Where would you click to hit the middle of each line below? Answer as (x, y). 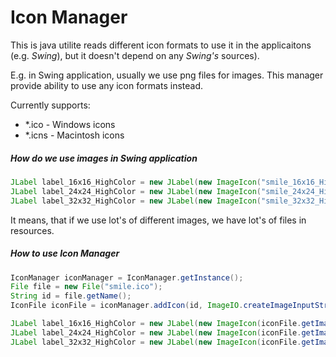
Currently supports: (50, 105)
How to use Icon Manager (65, 253)
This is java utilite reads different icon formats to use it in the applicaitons (161, 45)
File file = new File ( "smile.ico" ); (86, 287)
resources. (32, 230)
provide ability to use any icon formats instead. (107, 85)
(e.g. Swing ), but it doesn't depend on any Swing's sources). (135, 55)
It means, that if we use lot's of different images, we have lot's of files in (158, 220)
